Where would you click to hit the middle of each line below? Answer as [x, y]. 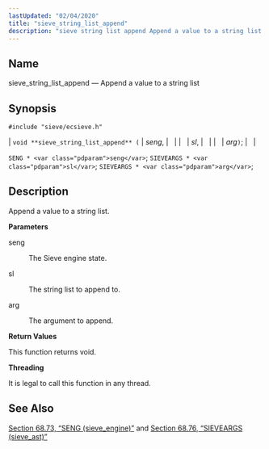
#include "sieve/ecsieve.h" [56, 127]
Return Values [33, 336]
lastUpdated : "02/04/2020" [54, 16]
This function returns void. [53, 351]
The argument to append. [71, 321]
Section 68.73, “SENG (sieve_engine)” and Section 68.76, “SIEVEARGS [126, 428]
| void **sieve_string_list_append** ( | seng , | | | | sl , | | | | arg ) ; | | [132, 142]
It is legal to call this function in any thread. [80, 383]
